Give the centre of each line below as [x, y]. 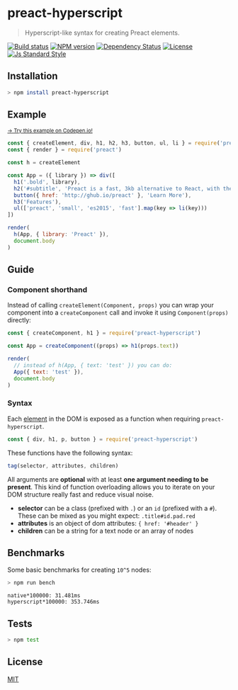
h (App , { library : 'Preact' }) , [62, 234]
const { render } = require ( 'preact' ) [64, 150]
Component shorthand [47, 290]
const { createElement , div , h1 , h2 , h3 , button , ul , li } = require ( [114, 143]
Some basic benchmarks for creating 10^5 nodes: [79, 570]
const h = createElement [44, 163]
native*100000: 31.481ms [44, 596]
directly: [19, 320]
